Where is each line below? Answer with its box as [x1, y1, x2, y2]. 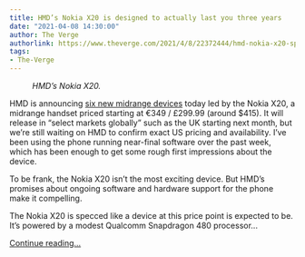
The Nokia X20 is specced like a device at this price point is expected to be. [9, 211, 293, 221]
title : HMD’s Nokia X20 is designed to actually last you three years [9, 13, 282, 23]
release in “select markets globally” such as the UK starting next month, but [9, 117, 292, 128]
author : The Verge [9, 30, 79, 39]
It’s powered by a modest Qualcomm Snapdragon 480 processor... [9, 220, 259, 231]
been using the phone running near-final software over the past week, [9, 137, 271, 147]
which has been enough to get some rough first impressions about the [9, 146, 272, 157]
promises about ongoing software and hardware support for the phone [9, 183, 274, 193]
